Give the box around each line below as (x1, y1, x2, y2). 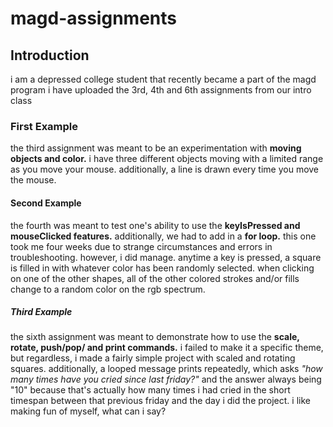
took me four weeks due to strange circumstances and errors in (10, 240, 273, 252)
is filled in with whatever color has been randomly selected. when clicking (10, 262, 315, 274)
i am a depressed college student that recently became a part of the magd (10, 73, 317, 85)
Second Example (10, 197, 82, 209)
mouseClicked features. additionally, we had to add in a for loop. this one (10, 230, 317, 242)
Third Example (10, 306, 73, 318)
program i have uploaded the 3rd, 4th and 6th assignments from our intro (10, 84, 312, 96)
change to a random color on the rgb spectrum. (10, 283, 206, 295)
